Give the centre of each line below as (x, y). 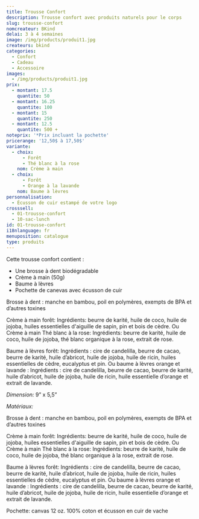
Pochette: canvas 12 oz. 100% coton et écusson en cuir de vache (87, 511)
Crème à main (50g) (40, 277)
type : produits (25, 242)
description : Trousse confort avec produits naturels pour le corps (94, 18)
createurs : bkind (28, 46)
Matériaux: (20, 406)
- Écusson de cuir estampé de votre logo (65, 203)
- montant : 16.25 (33, 101)
